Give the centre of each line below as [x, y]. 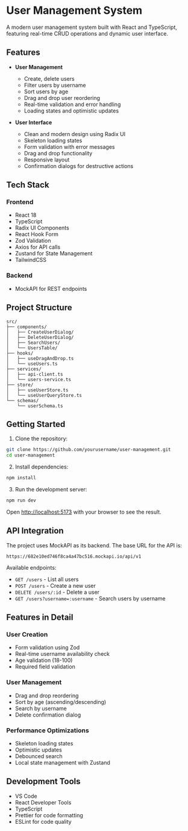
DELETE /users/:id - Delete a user [57, 592]
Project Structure [39, 308]
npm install [21, 478]
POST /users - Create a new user [55, 585]
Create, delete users [49, 78]
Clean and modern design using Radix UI [74, 134]
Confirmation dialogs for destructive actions [79, 166]
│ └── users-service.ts [39, 379]
